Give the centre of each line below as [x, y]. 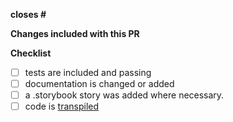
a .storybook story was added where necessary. [124, 95]
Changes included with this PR [75, 33]
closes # [28, 14]
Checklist [31, 53]
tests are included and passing [88, 72]
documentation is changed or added [99, 84]
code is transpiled [62, 106]
